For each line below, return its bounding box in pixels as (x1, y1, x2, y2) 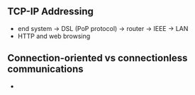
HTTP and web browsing (17, 32, 91, 40)
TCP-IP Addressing (7, 6, 94, 18)
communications (7, 63, 84, 75)
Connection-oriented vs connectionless (7, 52, 188, 64)
